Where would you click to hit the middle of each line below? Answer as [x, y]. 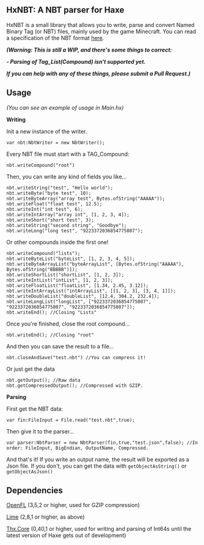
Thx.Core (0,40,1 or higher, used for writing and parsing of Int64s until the [99, 529]
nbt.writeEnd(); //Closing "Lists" [52, 312]
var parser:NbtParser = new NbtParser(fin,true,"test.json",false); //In [102, 443]
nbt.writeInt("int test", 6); [45, 209]
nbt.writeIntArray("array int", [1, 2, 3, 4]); [68, 215]
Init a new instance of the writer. [47, 131]
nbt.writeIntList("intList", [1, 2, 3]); [60, 280]
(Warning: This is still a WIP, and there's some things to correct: [89, 50]
